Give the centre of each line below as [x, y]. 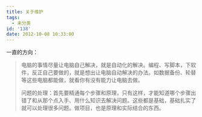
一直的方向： [22, 52]
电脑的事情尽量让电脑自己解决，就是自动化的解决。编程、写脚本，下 [106, 65]
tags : [13, 17]
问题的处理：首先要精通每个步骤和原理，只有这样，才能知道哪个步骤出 [109, 93]
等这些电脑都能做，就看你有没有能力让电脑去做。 [82, 80]
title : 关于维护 [25, 12]
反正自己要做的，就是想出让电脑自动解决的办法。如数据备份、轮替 [114, 72]
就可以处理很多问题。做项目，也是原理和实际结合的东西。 [93, 108]
